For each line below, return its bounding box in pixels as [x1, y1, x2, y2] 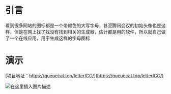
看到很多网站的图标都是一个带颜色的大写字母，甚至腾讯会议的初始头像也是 [5, 22, 161, 28]
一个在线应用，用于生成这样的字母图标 [9, 35, 90, 41]
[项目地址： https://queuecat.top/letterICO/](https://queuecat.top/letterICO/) [5, 72, 164, 79]
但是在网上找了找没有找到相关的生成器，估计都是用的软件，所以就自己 [14, 28, 161, 35]
